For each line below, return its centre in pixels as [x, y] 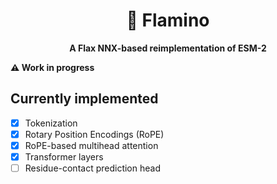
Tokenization [51, 123]
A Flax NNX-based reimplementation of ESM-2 [168, 48]
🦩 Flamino [168, 20]
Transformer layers [64, 156]
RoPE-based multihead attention [91, 145]
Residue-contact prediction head [92, 168]
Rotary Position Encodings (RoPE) [94, 134]
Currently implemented [84, 99]
